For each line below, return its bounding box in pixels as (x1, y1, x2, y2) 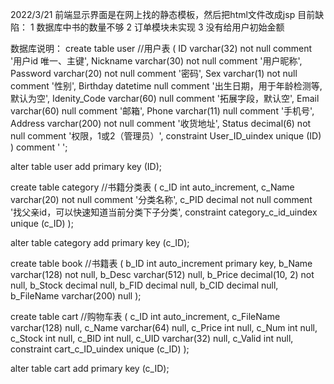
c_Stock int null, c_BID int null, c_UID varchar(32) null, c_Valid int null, (10, 333, 294, 344)
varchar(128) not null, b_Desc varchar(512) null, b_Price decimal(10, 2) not (10, 269, 315, 280)
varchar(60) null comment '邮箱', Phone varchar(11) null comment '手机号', (10, 105, 315, 117)
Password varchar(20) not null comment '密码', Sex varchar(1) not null (10, 68, 298, 79)
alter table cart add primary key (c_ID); (10, 363, 170, 374)
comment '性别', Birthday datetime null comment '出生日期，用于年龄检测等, (10, 80, 323, 92)
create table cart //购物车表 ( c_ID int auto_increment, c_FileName (10, 311, 281, 322)
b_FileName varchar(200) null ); (10, 290, 142, 302)
